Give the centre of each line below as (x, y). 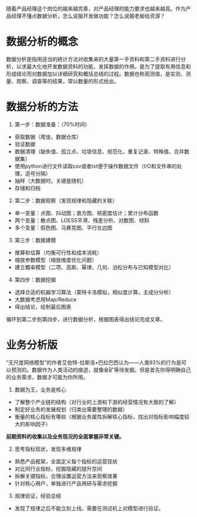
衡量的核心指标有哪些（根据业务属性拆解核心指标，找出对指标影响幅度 (99, 416)
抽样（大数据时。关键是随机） (50, 181)
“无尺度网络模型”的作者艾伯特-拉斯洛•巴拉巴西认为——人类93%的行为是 (94, 362)
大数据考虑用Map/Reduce (45, 299)
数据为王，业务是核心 (40, 389)
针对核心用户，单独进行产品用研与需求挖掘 (66, 483)
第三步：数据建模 (35, 240)
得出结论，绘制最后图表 (43, 307)
